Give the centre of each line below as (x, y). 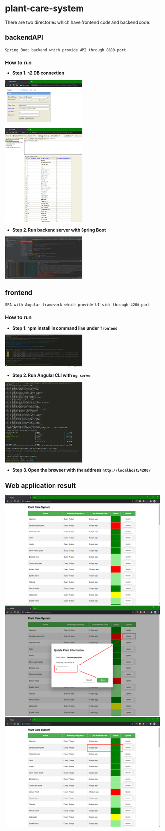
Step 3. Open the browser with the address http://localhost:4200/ (82, 470)
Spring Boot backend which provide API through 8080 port (66, 50)
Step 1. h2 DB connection (38, 73)
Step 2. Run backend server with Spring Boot (59, 230)
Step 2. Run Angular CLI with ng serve (51, 375)
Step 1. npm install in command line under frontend (65, 328)
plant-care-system (44, 9)
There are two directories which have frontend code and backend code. (78, 22)
